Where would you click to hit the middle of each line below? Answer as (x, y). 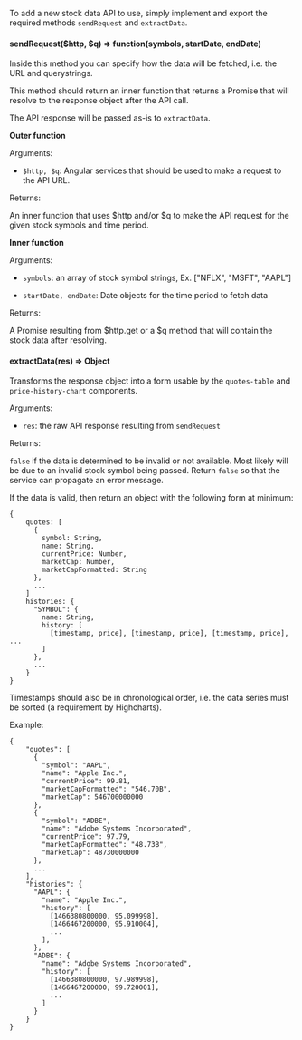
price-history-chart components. (74, 391)
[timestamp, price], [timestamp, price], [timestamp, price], (169, 634)
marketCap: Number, (79, 562)
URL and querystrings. (51, 73)
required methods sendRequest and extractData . (99, 23)
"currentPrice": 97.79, (86, 837)
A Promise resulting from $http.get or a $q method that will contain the (141, 331)
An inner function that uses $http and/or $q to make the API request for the (149, 216)
